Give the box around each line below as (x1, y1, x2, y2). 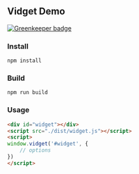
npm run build (7, 89, 49, 96)
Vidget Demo (7, 6, 65, 17)
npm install (7, 57, 42, 65)
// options (19, 147, 51, 154)
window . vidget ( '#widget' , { (7, 141, 89, 148)
